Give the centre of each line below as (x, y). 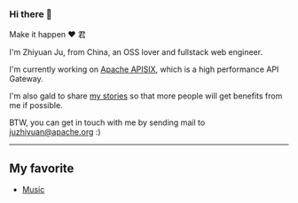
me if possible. (36, 105)
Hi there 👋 (31, 14)
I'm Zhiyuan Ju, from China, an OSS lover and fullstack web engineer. (136, 52)
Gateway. (27, 79)
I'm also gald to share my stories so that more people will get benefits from (146, 96)
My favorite (42, 168)
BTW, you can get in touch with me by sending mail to (107, 122)
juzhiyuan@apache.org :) (55, 132)
